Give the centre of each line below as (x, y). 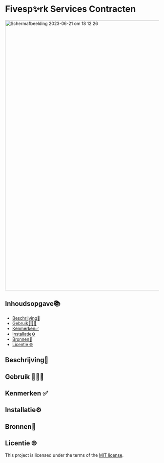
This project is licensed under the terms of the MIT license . (64, 455)
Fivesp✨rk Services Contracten (71, 9)
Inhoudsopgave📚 (33, 304)
